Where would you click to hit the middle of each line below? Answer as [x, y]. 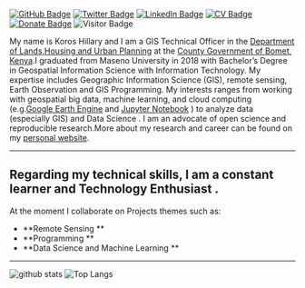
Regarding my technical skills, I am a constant [142, 175]
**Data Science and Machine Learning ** [101, 248]
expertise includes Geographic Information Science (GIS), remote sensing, [148, 80]
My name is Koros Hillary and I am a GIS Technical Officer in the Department [152, 41]
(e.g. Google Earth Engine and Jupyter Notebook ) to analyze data [132, 109]
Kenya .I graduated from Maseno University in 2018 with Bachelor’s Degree [148, 60]
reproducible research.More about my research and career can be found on [151, 128]
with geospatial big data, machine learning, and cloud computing [131, 99]
